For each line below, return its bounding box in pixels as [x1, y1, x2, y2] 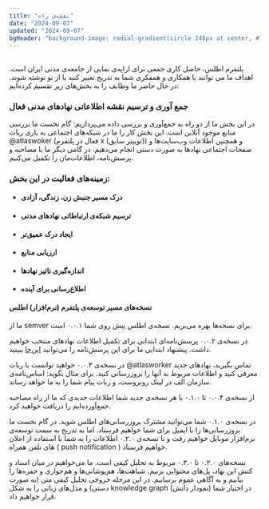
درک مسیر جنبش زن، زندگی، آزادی [20, 193, 123, 202]
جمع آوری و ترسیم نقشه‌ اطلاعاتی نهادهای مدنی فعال [9, 101, 188, 112]
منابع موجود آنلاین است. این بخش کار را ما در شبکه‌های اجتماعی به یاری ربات [9, 127, 236, 137]
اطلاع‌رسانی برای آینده [20, 284, 86, 294]
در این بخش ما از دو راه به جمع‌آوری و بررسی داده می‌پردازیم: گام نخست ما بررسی [9, 118, 255, 128]
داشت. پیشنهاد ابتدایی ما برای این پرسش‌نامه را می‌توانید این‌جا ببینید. [9, 344, 212, 354]
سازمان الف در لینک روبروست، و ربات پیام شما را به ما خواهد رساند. [9, 377, 212, 387]
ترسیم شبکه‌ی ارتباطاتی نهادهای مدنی [20, 211, 131, 221]
